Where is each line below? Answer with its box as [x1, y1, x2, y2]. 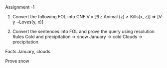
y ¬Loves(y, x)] [12, 19, 44, 25]
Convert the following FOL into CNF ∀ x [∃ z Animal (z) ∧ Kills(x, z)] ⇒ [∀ [12, 14, 162, 19]
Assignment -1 [5, 4, 35, 10]
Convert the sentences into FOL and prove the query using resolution [12, 29, 155, 34]
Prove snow [5, 58, 30, 64]
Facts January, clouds [5, 49, 51, 54]
